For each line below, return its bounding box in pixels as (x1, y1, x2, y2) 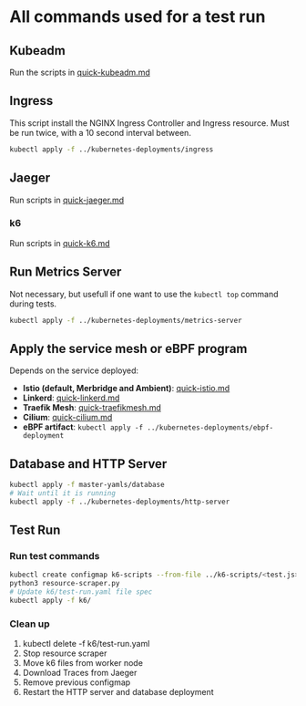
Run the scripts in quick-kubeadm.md (9, 67, 150, 78)
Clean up (9, 618, 50, 630)
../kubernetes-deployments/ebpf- (147, 423, 274, 432)
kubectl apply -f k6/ (9, 596, 92, 606)
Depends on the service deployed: (9, 365, 139, 376)
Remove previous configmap (22, 677, 131, 688)
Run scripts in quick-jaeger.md (9, 194, 125, 205)
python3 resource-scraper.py (9, 579, 120, 588)
